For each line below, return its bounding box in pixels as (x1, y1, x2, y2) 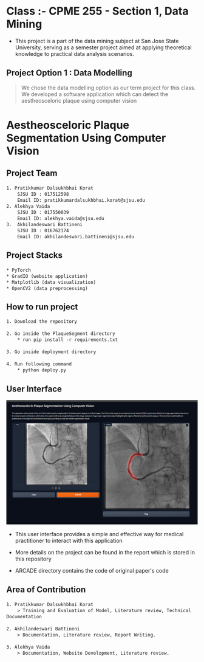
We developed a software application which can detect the (21, 90, 169, 98)
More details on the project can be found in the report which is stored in (15, 549, 195, 556)
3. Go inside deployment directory (6, 349, 97, 355)
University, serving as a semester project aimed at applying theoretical (15, 44, 192, 51)
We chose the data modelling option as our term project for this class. (21, 84, 196, 91)
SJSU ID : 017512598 (17, 191, 69, 197)
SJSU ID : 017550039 (17, 209, 69, 215)
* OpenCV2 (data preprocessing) (6, 285, 88, 291)
